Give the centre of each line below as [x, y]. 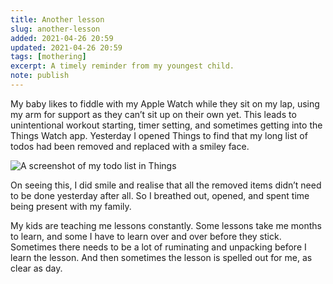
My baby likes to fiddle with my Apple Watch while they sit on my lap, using [165, 103]
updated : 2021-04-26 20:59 [66, 47]
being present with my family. [71, 206]
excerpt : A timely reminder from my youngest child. [122, 66]
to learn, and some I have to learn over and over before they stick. [146, 236]
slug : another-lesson [55, 29]
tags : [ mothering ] [48, 57]
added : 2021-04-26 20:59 [62, 38]
